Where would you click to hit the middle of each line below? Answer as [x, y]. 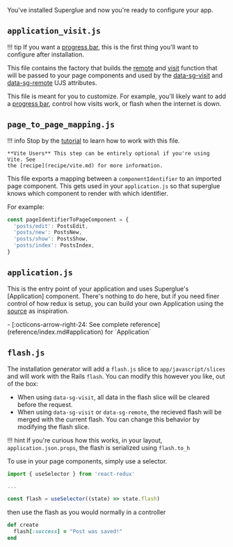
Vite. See [22, 160]
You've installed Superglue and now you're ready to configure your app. [110, 10]
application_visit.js [54, 31]
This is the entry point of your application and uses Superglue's [98, 288]
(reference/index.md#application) [55, 332]
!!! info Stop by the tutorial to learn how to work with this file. [94, 140]
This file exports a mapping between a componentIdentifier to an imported [114, 178]
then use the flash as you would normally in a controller [87, 512]
